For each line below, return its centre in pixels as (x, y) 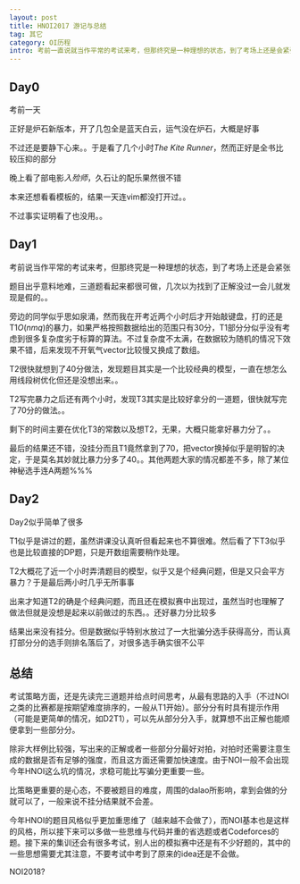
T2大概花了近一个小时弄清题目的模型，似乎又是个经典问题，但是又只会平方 (147, 571)
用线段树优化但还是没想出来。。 (66, 380)
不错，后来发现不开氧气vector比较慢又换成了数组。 (111, 349)
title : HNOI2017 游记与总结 (58, 26)
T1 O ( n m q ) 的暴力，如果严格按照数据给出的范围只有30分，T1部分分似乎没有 (146, 327)
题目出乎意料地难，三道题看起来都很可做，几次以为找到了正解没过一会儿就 (146, 286)
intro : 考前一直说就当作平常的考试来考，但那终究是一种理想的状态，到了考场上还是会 (146, 51)
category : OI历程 (40, 42)
